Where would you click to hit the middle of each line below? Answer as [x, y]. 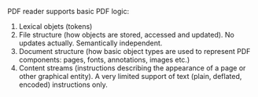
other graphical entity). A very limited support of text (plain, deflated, [130, 76]
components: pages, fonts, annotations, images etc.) [104, 59]
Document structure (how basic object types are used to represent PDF [135, 51]
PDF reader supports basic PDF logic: [68, 11]
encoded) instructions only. [63, 84]
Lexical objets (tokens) [55, 26]
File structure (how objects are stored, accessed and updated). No [127, 35]
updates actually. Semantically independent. [90, 43]
